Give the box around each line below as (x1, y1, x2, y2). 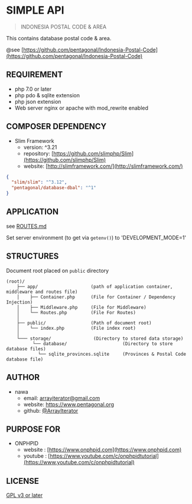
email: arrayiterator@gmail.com (23, 394, 100, 401)
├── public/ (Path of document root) (17, 320, 152, 326)
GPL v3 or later (6, 492, 43, 499)
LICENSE (6, 476, 40, 486)
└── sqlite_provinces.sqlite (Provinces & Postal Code (37, 351, 186, 357)
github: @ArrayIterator (23, 407, 79, 414)
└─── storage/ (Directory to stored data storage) (17, 336, 184, 342)
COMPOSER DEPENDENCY (6, 122, 107, 132)
